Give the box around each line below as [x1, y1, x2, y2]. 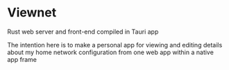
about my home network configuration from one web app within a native [7, 48, 214, 56]
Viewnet [7, 5, 57, 21]
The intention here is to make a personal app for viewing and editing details [7, 40, 223, 49]
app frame [7, 55, 37, 63]
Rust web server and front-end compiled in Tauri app [7, 27, 159, 36]
